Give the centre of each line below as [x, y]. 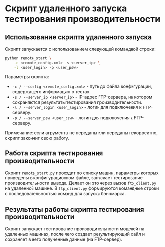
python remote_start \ [28, 58]
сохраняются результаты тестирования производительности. [77, 102]
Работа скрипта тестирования [54, 153]
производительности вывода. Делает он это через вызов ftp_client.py [81, 183]
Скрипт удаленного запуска [66, 9]
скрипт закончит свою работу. [37, 138]
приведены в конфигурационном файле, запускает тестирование [74, 178]
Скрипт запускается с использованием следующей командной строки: [81, 49]
